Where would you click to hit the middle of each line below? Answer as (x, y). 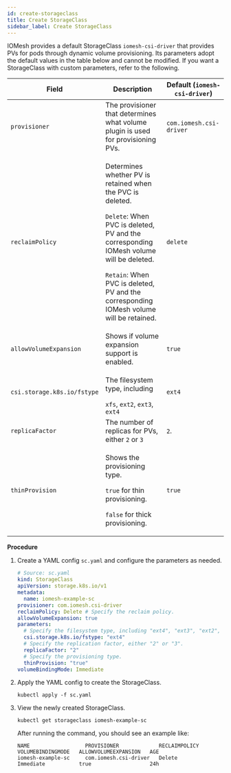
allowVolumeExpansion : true (57, 618)
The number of (129, 423)
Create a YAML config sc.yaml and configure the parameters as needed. (119, 561)
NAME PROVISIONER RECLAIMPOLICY (108, 746)
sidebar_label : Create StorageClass (59, 26)
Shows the (122, 458)
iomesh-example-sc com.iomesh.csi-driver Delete (97, 758)
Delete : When (128, 217)
